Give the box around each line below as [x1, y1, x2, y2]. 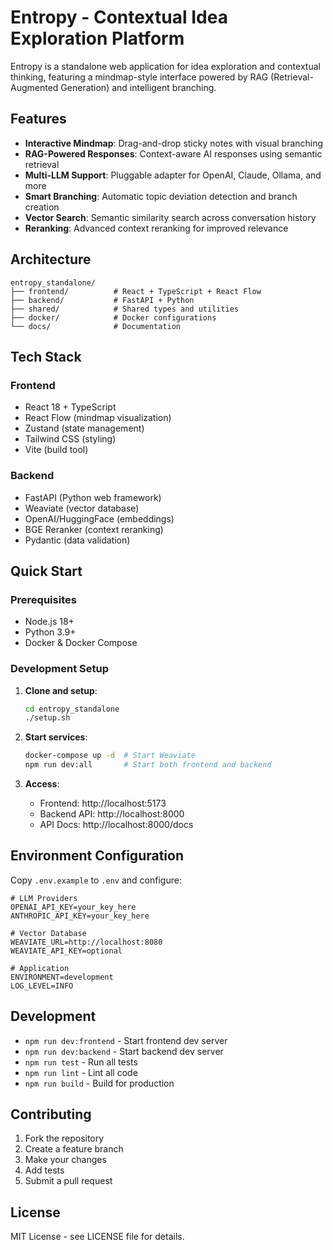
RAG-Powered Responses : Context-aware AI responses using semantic [24, 147, 323, 160]
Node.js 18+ [24, 616, 75, 628]
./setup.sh [24, 713, 71, 723]
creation [24, 201, 60, 213]
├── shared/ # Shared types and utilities [10, 304, 240, 314]
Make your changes [24, 1154, 107, 1166]
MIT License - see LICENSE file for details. [10, 1231, 185, 1243]
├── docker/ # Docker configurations [10, 312, 217, 323]
